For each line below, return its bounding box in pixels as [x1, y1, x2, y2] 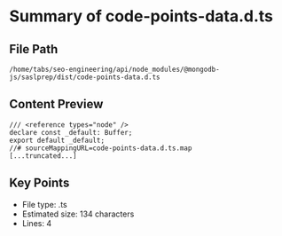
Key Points [9, 176, 70, 191]
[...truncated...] [9, 151, 77, 161]
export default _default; [9, 136, 105, 145]
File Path [9, 42, 59, 57]
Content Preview [9, 97, 104, 112]
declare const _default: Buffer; [9, 128, 133, 137]
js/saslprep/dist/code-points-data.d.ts [9, 73, 161, 82]
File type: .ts [21, 199, 68, 209]
